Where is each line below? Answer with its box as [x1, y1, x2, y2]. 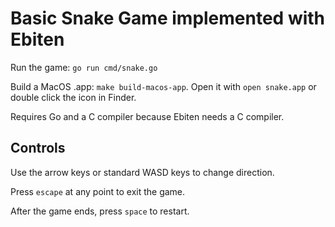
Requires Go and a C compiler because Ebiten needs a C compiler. [10, 110, 285, 122]
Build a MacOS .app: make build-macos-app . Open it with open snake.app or [10, 80, 317, 92]
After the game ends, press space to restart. [10, 205, 190, 217]
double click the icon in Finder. [10, 91, 137, 103]
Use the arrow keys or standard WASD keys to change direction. [10, 166, 275, 178]
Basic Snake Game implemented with [10, 7, 326, 30]
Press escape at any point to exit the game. [10, 185, 186, 197]
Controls [10, 140, 66, 157]
